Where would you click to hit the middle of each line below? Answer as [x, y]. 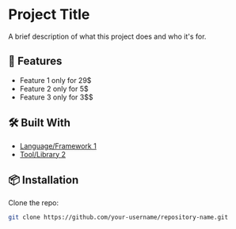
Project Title [49, 15]
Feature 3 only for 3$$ [56, 97]
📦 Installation [44, 180]
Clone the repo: [34, 203]
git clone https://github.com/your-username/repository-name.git [118, 218]
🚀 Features [35, 61]
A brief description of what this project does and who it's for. [107, 36]
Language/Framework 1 [58, 146]
